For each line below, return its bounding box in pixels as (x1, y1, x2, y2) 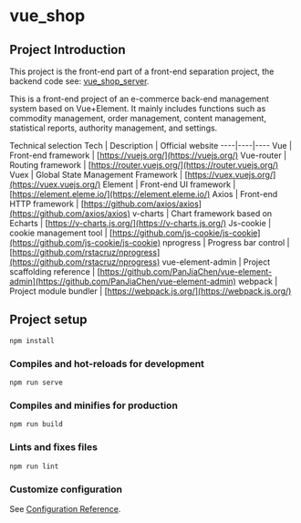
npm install (9, 336, 55, 345)
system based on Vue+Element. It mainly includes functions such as (9, 103, 266, 114)
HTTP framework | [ (9, 198, 85, 209)
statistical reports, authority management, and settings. (9, 122, 218, 133)
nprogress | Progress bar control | (162, 237, 290, 247)
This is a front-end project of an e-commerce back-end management (9, 93, 269, 104)
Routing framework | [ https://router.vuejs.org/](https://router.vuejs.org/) (9, 160, 279, 170)
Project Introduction (9, 42, 126, 58)
